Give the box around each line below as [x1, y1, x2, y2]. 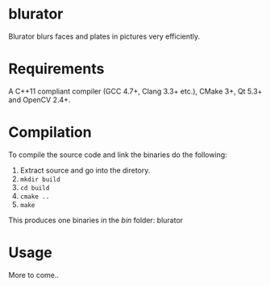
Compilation [8, 123, 92, 142]
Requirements [8, 60, 105, 78]
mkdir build [19, 175, 60, 184]
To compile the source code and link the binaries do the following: [8, 150, 227, 160]
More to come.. [8, 270, 59, 280]
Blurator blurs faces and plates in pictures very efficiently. [8, 31, 201, 41]
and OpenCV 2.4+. [8, 94, 71, 105]
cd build [19, 184, 50, 192]
